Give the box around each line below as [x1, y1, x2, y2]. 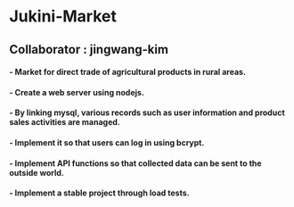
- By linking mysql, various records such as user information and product [9, 107, 285, 118]
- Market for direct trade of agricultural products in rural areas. [9, 67, 247, 78]
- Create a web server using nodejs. [9, 87, 145, 97]
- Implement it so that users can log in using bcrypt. [9, 137, 205, 148]
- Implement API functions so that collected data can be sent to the [9, 158, 262, 169]
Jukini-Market [9, 6, 118, 27]
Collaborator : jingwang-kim [9, 42, 169, 57]
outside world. [9, 167, 64, 178]
